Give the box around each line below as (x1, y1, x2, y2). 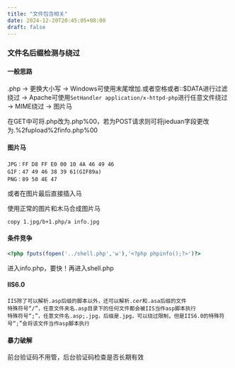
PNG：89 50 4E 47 (7, 176, 58, 183)
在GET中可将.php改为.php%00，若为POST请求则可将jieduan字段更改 (7, 117, 210, 125)
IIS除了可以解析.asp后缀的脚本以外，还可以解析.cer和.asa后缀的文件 (7, 297, 187, 304)
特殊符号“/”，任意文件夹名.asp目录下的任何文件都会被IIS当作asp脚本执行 (7, 305, 197, 312)
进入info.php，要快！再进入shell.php (7, 263, 115, 272)
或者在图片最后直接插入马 (7, 189, 82, 197)
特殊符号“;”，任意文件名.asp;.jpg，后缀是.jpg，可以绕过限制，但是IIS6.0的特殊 (7, 312, 219, 319)
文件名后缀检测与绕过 (7, 48, 80, 58)
